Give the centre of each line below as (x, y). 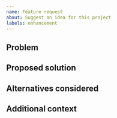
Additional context (41, 109)
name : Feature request (34, 12)
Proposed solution (41, 68)
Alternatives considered (52, 88)
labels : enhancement (32, 23)
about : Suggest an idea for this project (59, 17)
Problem (22, 47)
